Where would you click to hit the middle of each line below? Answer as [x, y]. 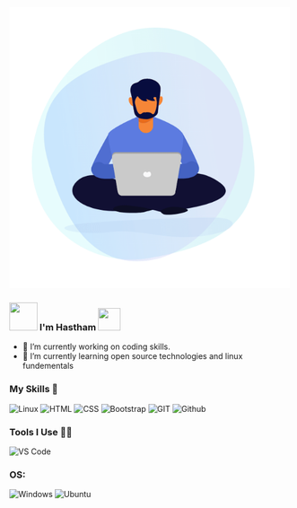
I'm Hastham [68, 327]
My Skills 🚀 [34, 390]
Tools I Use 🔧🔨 [41, 432]
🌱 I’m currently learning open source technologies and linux [132, 356]
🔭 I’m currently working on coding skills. [96, 346]
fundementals [48, 366]
